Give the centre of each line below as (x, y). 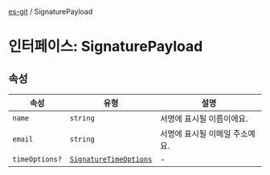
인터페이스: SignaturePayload (106, 47)
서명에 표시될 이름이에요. (204, 118)
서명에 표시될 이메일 (195, 134)
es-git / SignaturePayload (51, 12)
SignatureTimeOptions (111, 159)
